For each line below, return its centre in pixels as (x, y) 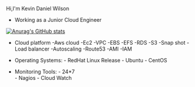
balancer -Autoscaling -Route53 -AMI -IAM (80, 49)
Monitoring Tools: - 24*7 (45, 72)
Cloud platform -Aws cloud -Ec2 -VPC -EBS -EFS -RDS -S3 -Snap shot (100, 43)
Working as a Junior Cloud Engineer (58, 20)
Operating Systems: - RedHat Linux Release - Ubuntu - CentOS (91, 60)
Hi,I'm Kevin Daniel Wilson (37, 9)
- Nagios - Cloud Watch (43, 78)
